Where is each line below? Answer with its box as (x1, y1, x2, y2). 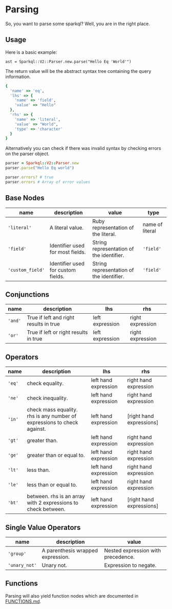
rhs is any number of (27, 412, 77, 420)
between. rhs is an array (27, 493, 85, 500)
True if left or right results (27, 329, 88, 336)
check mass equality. (27, 406, 78, 413)
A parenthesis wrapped (41, 547, 98, 554)
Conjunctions (5, 290, 50, 299)
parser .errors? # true (5, 175, 54, 180)
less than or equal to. (27, 481, 77, 488)
